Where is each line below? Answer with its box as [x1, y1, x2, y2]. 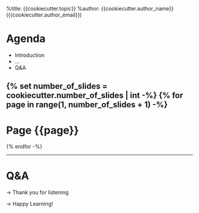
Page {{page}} [6, 124, 79, 137]
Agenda [6, 32, 46, 46]
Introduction [14, 51, 45, 59]
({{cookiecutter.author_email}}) [6, 11, 82, 18]
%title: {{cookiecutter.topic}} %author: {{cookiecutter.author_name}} [6, 5, 174, 12]
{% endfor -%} [6, 143, 43, 150]
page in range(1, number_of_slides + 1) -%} [6, 100, 168, 110]
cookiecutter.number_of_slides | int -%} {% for [6, 91, 184, 101]
